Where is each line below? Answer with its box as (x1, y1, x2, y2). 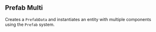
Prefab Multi (5, 4, 43, 12)
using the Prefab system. (5, 21, 55, 27)
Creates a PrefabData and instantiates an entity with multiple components (5, 16, 152, 22)
